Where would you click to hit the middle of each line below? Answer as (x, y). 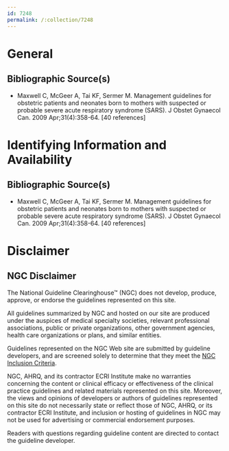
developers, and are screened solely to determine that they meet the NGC (111, 355)
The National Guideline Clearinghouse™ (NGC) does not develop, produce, (112, 293)
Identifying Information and (87, 145)
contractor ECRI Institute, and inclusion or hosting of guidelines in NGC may (114, 413)
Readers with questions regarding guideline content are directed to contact (113, 433)
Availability (40, 159)
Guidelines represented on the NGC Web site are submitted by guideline (109, 348)
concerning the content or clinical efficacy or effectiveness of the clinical (110, 383)
